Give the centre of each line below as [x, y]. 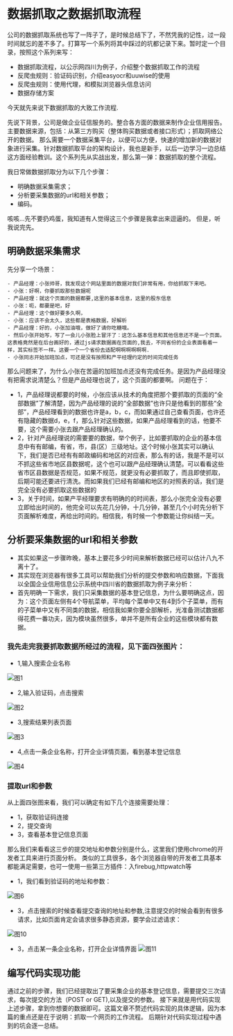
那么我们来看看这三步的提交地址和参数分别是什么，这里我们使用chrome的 [112, 849]
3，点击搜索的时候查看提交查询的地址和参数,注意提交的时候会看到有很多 [120, 911]
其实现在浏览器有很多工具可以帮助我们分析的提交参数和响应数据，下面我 [120, 575]
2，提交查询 [34, 826]
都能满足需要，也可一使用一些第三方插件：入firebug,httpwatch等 [100, 867]
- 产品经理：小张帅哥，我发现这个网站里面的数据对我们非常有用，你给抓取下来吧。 [109, 284]
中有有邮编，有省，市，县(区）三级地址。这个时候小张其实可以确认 [119, 446]
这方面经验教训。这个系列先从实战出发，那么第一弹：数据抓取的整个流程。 [113, 157]
